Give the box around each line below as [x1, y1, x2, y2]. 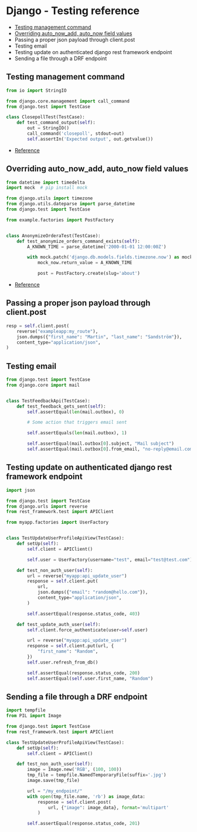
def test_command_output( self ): [16, 119, 96, 126]
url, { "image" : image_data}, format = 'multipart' [47, 804, 169, 810]
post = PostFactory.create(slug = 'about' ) [37, 271, 141, 277]
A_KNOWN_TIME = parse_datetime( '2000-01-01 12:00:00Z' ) [27, 244, 167, 249]
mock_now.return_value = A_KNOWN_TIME [37, 260, 133, 266]
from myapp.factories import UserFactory [6, 520, 109, 525]
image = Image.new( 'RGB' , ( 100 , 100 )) [27, 767, 122, 773]
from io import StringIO [6, 87, 67, 94]
